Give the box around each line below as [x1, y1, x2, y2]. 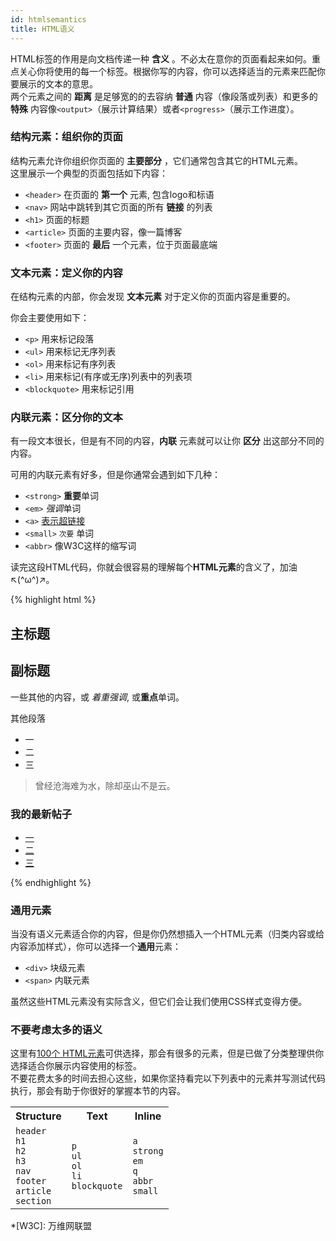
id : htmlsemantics [10, 14, 87, 25]
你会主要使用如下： [10, 312, 90, 324]
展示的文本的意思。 [18, 77, 98, 90]
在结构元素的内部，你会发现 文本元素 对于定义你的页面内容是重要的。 [10, 291, 296, 303]
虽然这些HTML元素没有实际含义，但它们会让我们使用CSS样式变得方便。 [10, 996, 308, 1008]
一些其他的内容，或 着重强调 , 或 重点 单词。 [10, 691, 185, 703]
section [15, 1196, 52, 1207]
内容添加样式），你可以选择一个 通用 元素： [10, 941, 182, 953]
